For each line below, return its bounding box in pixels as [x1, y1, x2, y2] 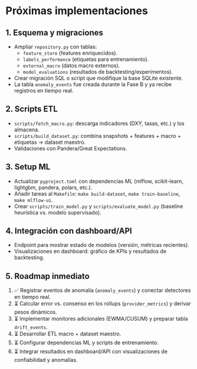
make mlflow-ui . [14, 196, 54, 203]
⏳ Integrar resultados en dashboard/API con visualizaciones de [14, 348, 168, 355]
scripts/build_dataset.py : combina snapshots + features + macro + [14, 132, 181, 139]
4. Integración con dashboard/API [5, 226, 132, 236]
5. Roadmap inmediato [5, 271, 90, 281]
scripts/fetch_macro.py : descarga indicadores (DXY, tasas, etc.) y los [14, 120, 185, 127]
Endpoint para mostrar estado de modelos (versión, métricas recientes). [14, 242, 189, 249]
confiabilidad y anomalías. [14, 357, 78, 364]
